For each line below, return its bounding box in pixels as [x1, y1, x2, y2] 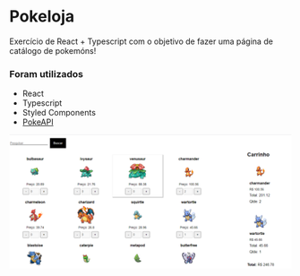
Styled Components [21, 108, 97, 118]
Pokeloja [9, 6, 74, 27]
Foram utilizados [9, 67, 83, 80]
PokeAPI [21, 116, 54, 127]
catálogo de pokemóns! [9, 45, 97, 56]
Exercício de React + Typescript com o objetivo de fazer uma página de [9, 36, 273, 47]
